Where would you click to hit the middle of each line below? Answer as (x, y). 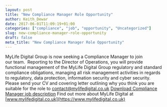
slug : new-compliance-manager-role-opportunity (56, 33)
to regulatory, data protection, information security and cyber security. (78, 77)
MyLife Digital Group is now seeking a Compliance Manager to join (74, 56)
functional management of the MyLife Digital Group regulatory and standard (83, 67)
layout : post (19, 10)
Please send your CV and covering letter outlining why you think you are (80, 83)
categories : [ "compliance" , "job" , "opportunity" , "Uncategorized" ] (78, 28)
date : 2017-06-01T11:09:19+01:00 (40, 24)
